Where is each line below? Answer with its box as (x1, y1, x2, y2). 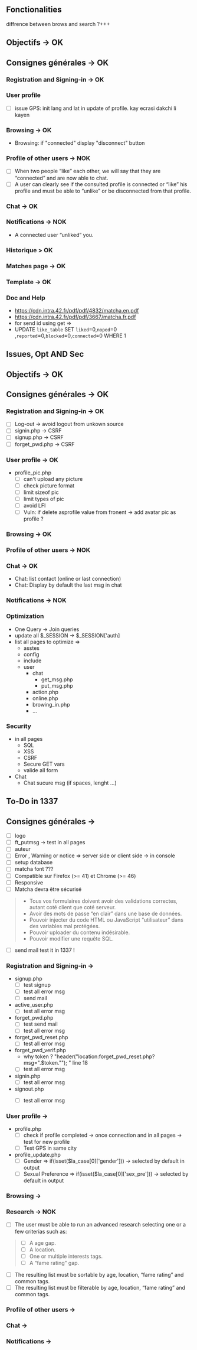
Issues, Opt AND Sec (6, 349, 84, 359)
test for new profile (23, 1138, 70, 1146)
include (23, 657, 42, 664)
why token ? (23, 1053, 53, 1060)
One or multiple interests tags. (29, 1253, 103, 1260)
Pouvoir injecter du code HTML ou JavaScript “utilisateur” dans (29, 916, 184, 923)
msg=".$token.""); (23, 1059, 68, 1066)
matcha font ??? (14, 866, 54, 873)
